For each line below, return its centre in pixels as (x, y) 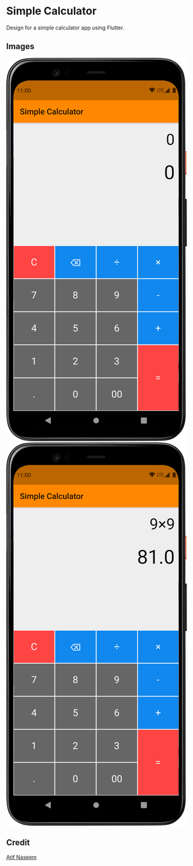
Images (20, 46)
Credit (18, 843)
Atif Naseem (22, 857)
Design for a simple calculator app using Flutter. (65, 28)
